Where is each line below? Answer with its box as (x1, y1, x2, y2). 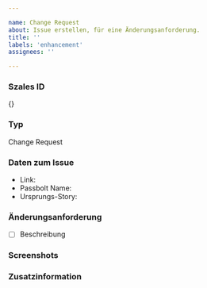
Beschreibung (19, 229, 66, 239)
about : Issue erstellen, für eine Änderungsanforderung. (8, 25, 201, 34)
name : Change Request (8, 18, 80, 26)
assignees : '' (8, 48, 56, 56)
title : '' (8, 33, 41, 41)
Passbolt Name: (19, 183, 72, 193)
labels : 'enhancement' (8, 40, 83, 48)
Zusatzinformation (8, 271, 82, 282)
